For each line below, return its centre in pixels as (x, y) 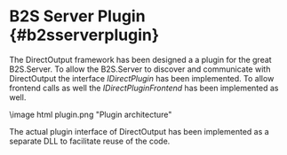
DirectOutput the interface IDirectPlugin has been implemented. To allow (142, 78)
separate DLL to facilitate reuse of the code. (90, 141)
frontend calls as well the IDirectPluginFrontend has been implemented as (144, 88)
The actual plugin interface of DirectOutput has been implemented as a (139, 131)
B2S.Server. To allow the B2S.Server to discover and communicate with (140, 69)
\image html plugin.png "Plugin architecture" (91, 114)
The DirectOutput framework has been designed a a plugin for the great (141, 59)
